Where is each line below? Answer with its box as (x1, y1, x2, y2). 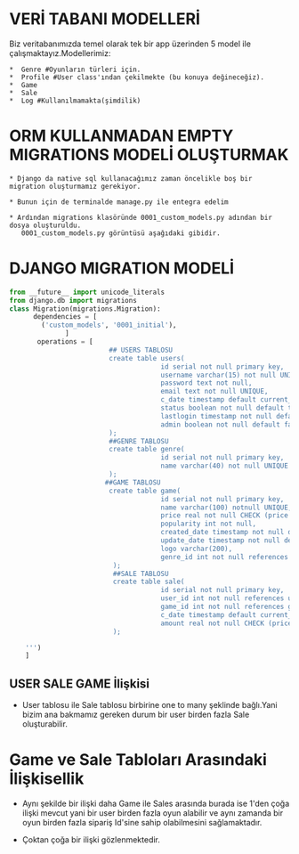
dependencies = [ (32, 313, 98, 321)
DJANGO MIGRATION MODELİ (9, 258, 234, 279)
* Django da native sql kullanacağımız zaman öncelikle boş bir (9, 174, 253, 183)
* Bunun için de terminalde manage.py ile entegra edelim (9, 197, 229, 207)
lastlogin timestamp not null (160, 411, 273, 420)
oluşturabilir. (21, 719, 69, 729)
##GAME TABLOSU (104, 477, 162, 487)
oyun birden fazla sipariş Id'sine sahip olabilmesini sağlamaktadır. (21, 817, 263, 828)
